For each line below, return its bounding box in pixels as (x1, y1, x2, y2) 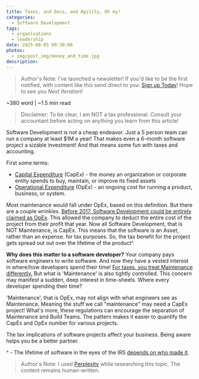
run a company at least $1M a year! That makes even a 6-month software (6, 135, 185, 142)
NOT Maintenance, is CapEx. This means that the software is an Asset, (6, 226, 179, 234)
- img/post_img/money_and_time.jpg (11, 53, 100, 59)
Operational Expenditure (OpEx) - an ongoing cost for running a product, (14, 183, 193, 191)
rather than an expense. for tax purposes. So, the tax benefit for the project (6, 233, 191, 240)
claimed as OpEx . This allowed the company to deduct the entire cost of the (6, 214, 192, 221)
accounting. (6, 147, 36, 155)
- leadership (11, 36, 44, 42)
